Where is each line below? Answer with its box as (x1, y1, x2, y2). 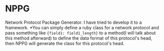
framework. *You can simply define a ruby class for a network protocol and (5, 24, 160, 30)
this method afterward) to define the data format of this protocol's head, (5, 35, 153, 41)
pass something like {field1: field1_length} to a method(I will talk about (5, 30, 156, 36)
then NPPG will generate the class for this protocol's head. (5, 40, 125, 46)
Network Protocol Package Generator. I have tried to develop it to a (5, 19, 142, 25)
